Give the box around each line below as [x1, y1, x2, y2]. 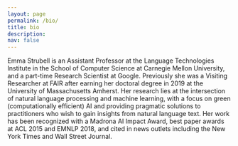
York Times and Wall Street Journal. [7, 132, 112, 141]
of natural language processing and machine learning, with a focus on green [7, 94, 231, 103]
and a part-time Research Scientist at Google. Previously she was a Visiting [7, 72, 228, 80]
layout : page [7, 10, 46, 18]
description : [7, 30, 46, 38]
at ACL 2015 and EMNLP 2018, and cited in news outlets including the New [7, 125, 226, 133]
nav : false [7, 37, 40, 44]
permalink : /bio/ [7, 17, 59, 24]
